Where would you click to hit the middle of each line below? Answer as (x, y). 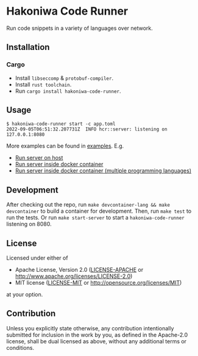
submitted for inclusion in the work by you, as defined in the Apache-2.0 (97, 335)
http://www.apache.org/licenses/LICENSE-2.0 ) (74, 276)
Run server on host (39, 158)
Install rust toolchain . (43, 84)
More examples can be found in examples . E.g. (65, 146)
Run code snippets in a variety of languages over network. (80, 28)
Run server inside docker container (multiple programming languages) (103, 171)
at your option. (25, 294)
